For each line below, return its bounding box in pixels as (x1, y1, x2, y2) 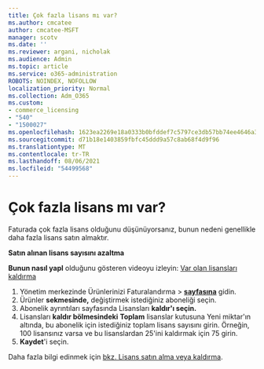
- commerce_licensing (8, 107, 79, 115)
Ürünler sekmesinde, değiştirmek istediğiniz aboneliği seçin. (19, 295, 217, 305)
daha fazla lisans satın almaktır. (8, 232, 109, 242)
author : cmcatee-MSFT (8, 26, 79, 34)
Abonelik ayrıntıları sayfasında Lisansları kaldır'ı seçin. (19, 303, 197, 312)
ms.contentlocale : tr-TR (8, 150, 90, 158)
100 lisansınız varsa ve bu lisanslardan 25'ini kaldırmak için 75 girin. (19, 328, 238, 338)
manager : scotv (8, 33, 58, 42)
